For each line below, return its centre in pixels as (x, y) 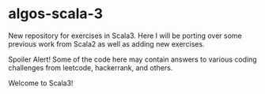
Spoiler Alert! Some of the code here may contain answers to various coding (132, 59)
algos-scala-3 (56, 14)
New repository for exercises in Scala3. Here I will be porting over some (125, 36)
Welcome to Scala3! (41, 83)
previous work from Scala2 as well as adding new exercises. (106, 43)
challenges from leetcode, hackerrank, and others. (91, 67)
